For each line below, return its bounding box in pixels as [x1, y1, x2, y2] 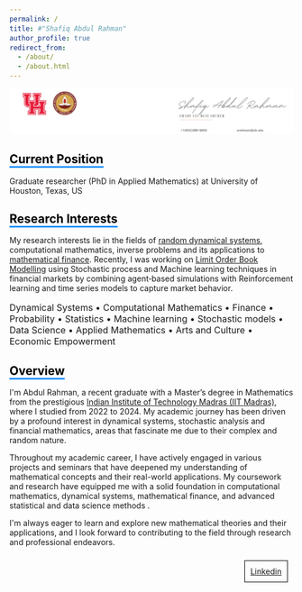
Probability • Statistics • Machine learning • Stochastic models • [9, 313, 284, 325]
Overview [9, 363, 66, 378]
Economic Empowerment [9, 335, 116, 348]
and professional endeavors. [9, 537, 115, 548]
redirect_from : [9, 43, 67, 52]
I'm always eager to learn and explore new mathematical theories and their [9, 518, 287, 529]
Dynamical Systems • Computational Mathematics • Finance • [9, 302, 274, 314]
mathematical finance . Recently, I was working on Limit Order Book [9, 254, 259, 265]
